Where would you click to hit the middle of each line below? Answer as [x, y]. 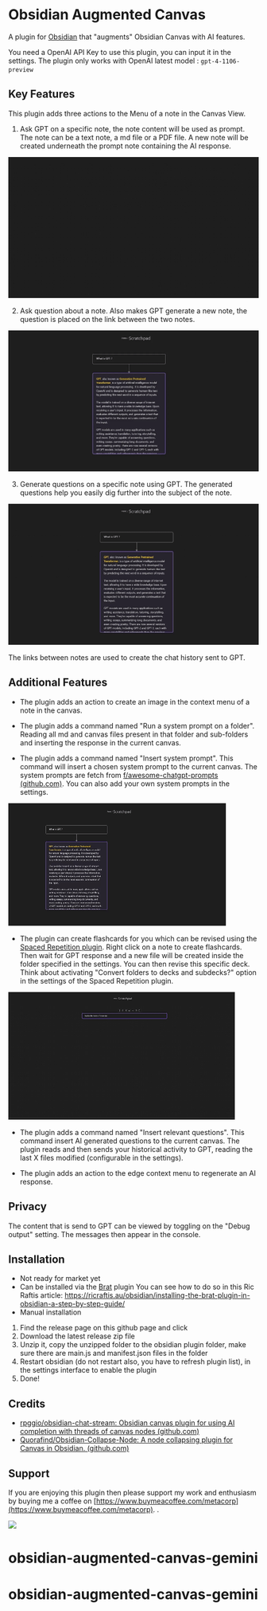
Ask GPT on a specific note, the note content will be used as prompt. [132, 128]
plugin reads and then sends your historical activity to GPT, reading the [136, 1149]
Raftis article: [41, 1295]
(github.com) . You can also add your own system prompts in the [125, 784]
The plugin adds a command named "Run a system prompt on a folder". [137, 725]
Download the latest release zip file [77, 1336]
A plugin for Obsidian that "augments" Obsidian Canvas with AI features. [127, 37]
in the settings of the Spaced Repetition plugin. [97, 980]
